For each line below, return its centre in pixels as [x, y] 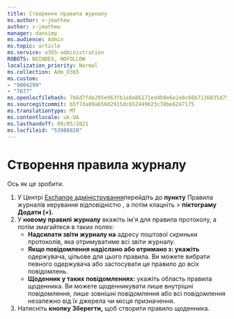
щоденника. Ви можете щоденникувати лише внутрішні [110, 286]
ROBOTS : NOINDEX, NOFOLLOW [46, 59]
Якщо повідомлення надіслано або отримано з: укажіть [114, 249]
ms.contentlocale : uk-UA [43, 117]
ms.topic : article [34, 46]
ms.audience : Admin [36, 40]
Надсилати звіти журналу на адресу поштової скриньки [112, 235]
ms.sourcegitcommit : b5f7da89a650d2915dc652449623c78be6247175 [101, 104]
